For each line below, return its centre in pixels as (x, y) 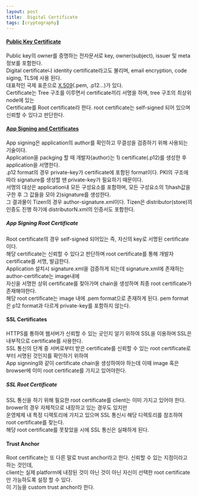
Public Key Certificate (34, 41)
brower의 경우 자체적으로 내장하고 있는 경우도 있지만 (67, 407)
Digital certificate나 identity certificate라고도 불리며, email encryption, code (97, 70)
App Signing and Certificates (43, 129)
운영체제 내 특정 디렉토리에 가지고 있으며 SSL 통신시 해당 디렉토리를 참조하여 (95, 415)
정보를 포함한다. (25, 63)
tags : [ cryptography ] (33, 23)
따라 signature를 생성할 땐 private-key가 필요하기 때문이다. (75, 180)
